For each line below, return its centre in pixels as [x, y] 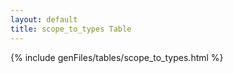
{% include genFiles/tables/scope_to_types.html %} [117, 57]
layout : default [44, 19]
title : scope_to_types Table [71, 29]
